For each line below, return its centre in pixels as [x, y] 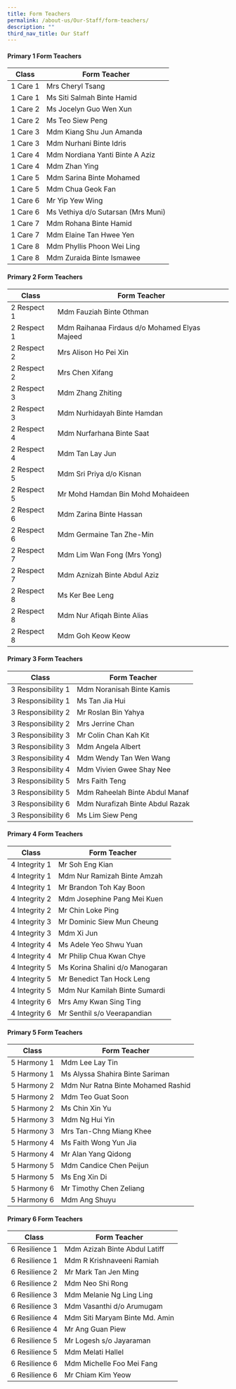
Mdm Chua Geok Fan [81, 189]
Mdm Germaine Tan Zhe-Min [106, 534]
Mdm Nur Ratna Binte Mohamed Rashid [126, 1086]
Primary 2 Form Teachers [45, 277]
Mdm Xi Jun [78, 934]
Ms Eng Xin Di [84, 1177]
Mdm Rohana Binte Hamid [89, 224]
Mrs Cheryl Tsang [76, 87]
